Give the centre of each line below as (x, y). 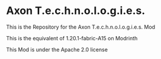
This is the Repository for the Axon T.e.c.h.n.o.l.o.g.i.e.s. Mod (81, 27)
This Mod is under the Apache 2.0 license (57, 49)
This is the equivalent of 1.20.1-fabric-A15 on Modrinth (72, 38)
